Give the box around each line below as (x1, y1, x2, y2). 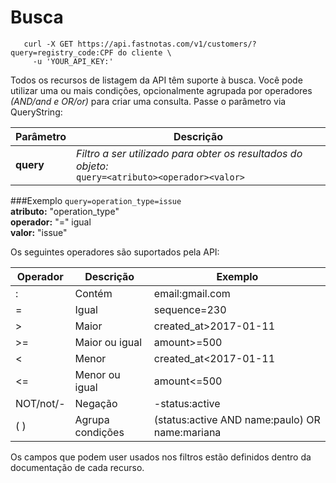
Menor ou (74, 367, 121, 381)
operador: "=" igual (10, 216, 92, 228)
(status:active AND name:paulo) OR (153, 412, 321, 426)
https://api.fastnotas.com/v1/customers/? (77, 39, 257, 49)
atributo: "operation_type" (10, 205, 120, 217)
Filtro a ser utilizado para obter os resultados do (75, 146, 303, 160)
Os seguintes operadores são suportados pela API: (10, 246, 220, 258)
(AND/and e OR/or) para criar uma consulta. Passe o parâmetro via (10, 95, 287, 107)
